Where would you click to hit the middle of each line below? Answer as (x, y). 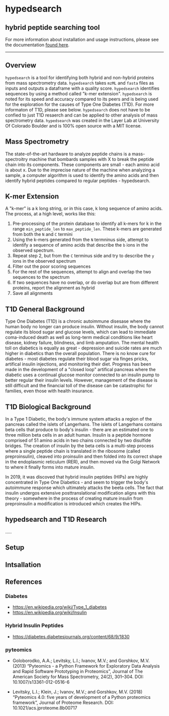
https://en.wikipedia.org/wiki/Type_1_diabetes (60, 607)
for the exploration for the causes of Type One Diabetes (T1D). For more (80, 104)
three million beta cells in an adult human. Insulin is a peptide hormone (78, 435)
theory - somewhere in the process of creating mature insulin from (74, 498)
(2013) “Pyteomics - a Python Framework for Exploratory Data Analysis (86, 666)
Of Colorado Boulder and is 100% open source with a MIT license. (73, 126)
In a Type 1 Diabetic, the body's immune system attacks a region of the (79, 419)
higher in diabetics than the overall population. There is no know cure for (80, 353)
